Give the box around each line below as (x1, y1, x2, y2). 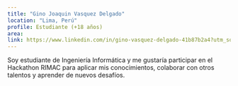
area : (7, 30, 23, 37)
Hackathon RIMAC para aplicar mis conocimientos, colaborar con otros (7, 63, 215, 72)
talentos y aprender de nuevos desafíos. (7, 71, 125, 80)
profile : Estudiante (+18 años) (7, 23, 103, 30)
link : (7, 37, 23, 44)
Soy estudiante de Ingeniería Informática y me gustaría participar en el (7, 56, 213, 64)
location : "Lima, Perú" (7, 17, 78, 24)
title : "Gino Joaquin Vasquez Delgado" (7, 10, 125, 18)
